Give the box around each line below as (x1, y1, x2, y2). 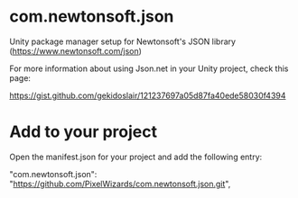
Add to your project (9, 121, 158, 142)
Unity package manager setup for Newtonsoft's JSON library (9, 36, 237, 47)
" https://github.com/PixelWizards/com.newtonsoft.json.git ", (9, 178, 231, 189)
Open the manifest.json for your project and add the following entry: (9, 151, 263, 162)
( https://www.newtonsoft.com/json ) (9, 45, 143, 56)
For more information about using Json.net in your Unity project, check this (9, 63, 289, 74)
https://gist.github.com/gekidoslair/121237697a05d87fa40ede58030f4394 (9, 90, 286, 101)
